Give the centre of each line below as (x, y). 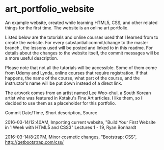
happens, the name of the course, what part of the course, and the (72, 78)
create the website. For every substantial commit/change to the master (77, 42)
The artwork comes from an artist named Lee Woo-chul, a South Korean (78, 93)
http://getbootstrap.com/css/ (34, 142)
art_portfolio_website (50, 9)
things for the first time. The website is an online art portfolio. (67, 27)
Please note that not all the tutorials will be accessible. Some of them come (81, 68)
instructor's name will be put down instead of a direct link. (64, 83)
